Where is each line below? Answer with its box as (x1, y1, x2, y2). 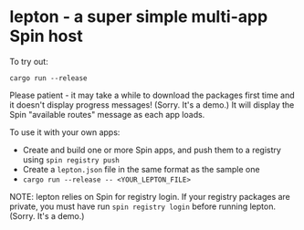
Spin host (9, 26, 84, 47)
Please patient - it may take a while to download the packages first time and (9, 89, 295, 100)
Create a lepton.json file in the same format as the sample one (22, 163, 260, 174)
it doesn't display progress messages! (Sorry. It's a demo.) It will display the (9, 99, 295, 110)
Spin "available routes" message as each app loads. (9, 109, 205, 120)
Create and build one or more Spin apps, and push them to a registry (22, 144, 281, 155)
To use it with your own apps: (9, 126, 121, 138)
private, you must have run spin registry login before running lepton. (9, 201, 277, 212)
